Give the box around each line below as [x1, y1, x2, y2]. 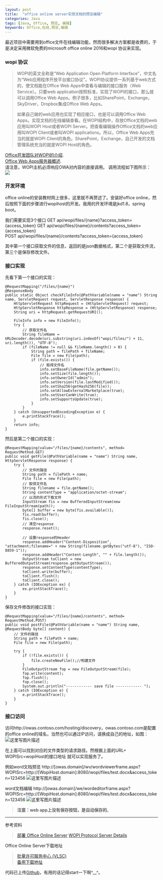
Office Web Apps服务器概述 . [5, 158, 62, 164]
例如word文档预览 [5, 764, 41, 770]
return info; [14, 422, 40, 428]
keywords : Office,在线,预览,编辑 [5, 25, 68, 30]
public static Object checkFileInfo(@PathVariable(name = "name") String [5, 293, 158, 298]
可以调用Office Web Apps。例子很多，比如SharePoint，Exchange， [16, 95, 152, 101]
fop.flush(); [22, 675, 49, 680]
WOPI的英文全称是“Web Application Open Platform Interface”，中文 [16, 71, 152, 76]
